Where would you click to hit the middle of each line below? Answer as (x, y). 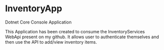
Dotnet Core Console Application (39, 22)
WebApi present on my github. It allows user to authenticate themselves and (82, 37)
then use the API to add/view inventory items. (51, 42)
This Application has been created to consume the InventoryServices (75, 31)
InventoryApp (34, 9)
